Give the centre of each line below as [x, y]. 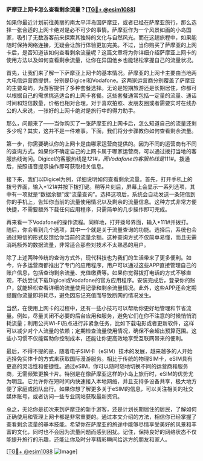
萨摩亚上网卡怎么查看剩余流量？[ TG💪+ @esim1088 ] [71, 9]
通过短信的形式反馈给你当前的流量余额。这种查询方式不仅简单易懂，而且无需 [101, 237]
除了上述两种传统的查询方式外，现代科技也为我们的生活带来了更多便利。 [96, 258]
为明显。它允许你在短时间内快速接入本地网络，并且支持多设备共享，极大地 [99, 381]
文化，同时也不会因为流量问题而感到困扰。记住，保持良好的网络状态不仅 [107, 432]
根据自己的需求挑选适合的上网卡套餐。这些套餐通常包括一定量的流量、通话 [104, 95]
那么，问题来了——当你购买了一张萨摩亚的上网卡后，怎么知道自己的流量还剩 [101, 123]
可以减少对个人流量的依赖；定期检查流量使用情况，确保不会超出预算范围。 [99, 331]
